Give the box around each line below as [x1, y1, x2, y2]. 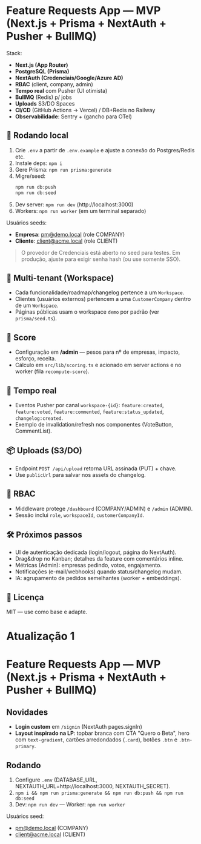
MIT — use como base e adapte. [6, 608, 88, 616]
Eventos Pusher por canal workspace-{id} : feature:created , [15, 401, 164, 408]
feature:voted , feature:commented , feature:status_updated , [15, 408, 165, 415]
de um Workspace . [15, 302, 59, 309]
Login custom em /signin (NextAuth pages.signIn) [15, 723, 142, 731]
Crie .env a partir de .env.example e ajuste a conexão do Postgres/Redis [15, 146, 195, 154]
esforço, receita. [15, 355, 56, 362]
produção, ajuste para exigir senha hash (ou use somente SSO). [21, 255, 180, 263]
